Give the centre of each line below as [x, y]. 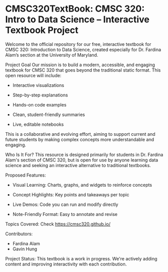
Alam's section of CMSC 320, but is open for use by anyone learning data [82, 160]
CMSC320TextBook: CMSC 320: [75, 9]
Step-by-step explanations [40, 95]
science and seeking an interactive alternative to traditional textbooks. [78, 165]
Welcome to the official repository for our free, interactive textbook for [78, 44]
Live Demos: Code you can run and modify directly [65, 204]
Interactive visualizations [38, 85]
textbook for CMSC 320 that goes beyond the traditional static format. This [83, 70]
